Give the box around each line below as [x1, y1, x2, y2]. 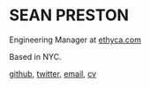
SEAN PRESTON [9, 5, 130, 26]
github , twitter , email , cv [9, 68, 97, 79]
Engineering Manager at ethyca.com [9, 34, 141, 45]
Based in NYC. [9, 51, 62, 62]
